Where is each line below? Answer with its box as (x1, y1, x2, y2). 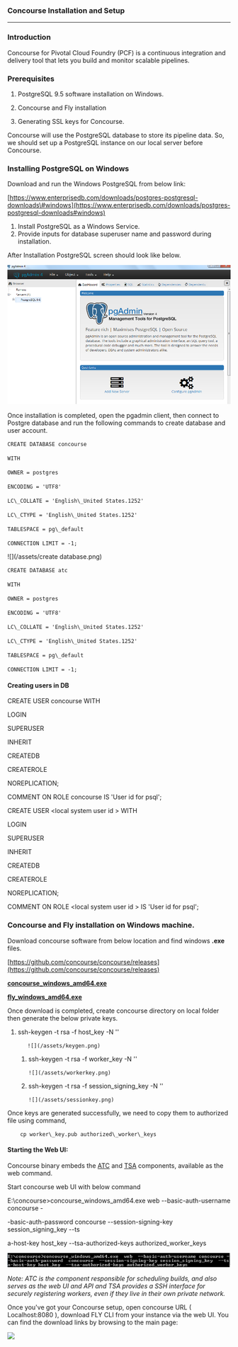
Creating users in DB (7, 681, 69, 689)
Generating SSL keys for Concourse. (17, 117, 125, 125)
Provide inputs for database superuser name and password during (17, 229, 212, 239)
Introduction (7, 33, 51, 42)
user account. (7, 426, 48, 435)
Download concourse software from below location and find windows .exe (7, 936, 225, 945)
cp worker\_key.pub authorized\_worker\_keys (20, 1130, 157, 1138)
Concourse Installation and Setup (7, 6, 125, 16)
